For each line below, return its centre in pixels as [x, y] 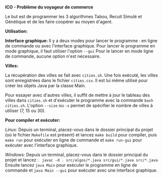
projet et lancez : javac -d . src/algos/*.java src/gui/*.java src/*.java [81, 160]
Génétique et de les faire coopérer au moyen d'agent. [59, 22]
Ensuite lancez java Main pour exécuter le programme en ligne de [71, 165]
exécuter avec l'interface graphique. [41, 145]
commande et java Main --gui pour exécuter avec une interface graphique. [81, 170]
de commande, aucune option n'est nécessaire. [53, 56]
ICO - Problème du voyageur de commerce [49, 7]
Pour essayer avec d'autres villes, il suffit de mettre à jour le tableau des [78, 95]
